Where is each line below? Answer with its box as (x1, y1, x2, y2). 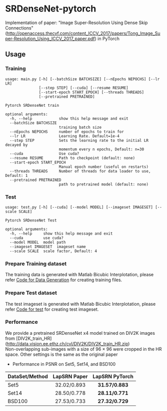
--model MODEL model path (9, 240, 66, 245)
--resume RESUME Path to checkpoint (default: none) (9, 155, 135, 160)
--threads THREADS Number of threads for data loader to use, (9, 168, 151, 173)
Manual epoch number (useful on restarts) (58, 164, 149, 169)
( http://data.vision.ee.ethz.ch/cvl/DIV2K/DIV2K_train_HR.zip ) (5, 340, 130, 346)
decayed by (5, 142, 28, 147)
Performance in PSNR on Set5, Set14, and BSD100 (12, 361, 116, 367)
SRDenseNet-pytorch (5, 3, 96, 15)
